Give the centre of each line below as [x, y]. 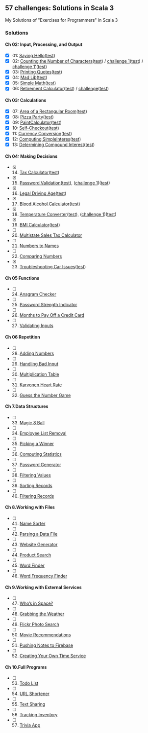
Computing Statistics [41, 454]
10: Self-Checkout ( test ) [36, 128]
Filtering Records [37, 496]
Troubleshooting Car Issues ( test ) [53, 267]
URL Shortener [35, 694]
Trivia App [30, 725]
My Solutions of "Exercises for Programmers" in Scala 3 [62, 20]
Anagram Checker [38, 294]
